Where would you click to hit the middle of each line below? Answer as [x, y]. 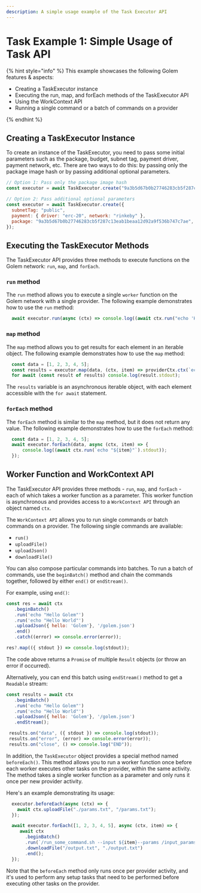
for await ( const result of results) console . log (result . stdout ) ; [96, 376]
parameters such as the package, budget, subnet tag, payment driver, [92, 159]
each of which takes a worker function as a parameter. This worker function [100, 495]
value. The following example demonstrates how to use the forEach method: [100, 428]
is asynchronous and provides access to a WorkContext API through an [93, 501]
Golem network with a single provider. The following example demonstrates [99, 301]
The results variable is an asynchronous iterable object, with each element [99, 387]
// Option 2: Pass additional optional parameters [71, 199]
